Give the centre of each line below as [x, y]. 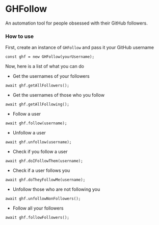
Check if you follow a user [40, 152]
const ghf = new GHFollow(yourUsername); [50, 57]
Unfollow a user [29, 133]
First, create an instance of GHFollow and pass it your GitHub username [80, 48]
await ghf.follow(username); [36, 123]
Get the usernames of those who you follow [59, 95]
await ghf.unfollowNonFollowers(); [43, 199]
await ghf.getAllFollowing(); [37, 105]
